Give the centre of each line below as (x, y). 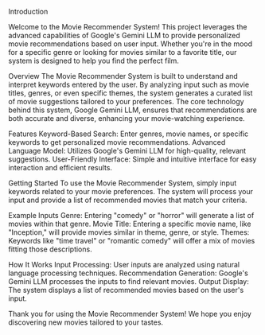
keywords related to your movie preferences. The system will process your (131, 191)
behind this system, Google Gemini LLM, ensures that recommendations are (132, 110)
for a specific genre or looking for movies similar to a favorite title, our (123, 52)
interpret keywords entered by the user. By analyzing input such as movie (129, 84)
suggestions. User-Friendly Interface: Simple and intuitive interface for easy (132, 159)
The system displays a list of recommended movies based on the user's (126, 290)
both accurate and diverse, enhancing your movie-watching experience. (127, 118)
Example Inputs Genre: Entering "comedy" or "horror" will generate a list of (131, 215)
